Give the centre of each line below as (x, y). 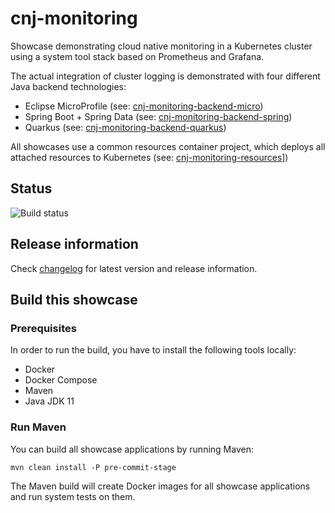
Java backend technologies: (68, 86)
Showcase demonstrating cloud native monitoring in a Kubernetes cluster (161, 46)
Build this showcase (74, 299)
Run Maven (38, 427)
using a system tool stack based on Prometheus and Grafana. (137, 56)
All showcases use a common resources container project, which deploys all (168, 146)
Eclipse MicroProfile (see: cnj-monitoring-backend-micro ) (144, 106)
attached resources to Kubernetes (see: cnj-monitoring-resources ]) (149, 157)
